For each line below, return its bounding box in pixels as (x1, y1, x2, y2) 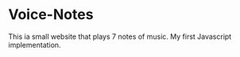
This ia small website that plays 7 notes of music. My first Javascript (8, 32, 232, 41)
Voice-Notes (8, 6, 94, 24)
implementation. (8, 40, 61, 49)
